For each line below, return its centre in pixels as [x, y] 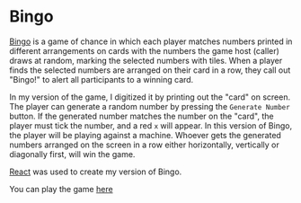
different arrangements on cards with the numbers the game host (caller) [145, 50]
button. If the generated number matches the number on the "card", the [142, 116]
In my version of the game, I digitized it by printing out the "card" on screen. [150, 97]
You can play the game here [62, 189]
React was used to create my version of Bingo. [96, 172]
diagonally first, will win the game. [72, 154]
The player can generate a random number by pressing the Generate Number [150, 106]
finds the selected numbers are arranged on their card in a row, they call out [150, 70]
